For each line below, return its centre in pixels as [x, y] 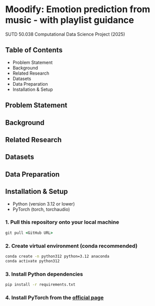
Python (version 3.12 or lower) [43, 203]
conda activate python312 [32, 261]
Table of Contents [34, 50]
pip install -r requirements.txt [40, 285]
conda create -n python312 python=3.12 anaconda [57, 256]
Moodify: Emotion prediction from [78, 9]
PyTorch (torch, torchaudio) [41, 209]
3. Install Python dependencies [44, 274]
